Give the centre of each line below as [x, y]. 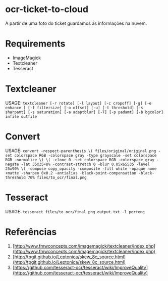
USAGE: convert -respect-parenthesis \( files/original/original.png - [83, 151]
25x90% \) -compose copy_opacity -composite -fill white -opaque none [81, 169]
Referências [31, 232]
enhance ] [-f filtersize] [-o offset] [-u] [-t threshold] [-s [74, 108]
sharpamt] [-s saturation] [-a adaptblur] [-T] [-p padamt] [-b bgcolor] [85, 112]
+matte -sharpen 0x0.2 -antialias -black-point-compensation [71, 173]
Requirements [35, 44]
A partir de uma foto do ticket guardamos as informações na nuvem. [76, 23]
